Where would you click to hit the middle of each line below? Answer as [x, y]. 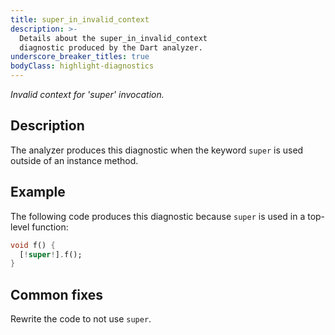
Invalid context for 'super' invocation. [87, 94]
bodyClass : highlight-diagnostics [82, 66]
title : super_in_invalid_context [80, 19]
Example [38, 192]
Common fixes [56, 294]
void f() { [33, 245]
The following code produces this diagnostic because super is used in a [158, 216]
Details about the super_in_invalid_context [113, 38]
